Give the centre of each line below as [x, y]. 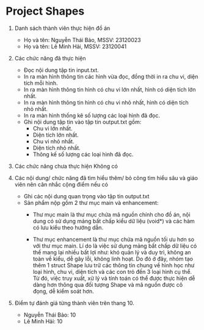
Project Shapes [45, 11]
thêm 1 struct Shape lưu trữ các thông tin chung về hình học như [114, 265]
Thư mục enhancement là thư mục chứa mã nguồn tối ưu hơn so [114, 239]
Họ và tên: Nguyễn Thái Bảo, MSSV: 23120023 [82, 40]
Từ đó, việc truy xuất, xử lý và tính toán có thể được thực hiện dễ [114, 278]
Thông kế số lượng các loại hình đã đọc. [83, 154]
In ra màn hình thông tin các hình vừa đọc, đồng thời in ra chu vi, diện [111, 76]
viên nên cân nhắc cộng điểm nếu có [61, 184]
